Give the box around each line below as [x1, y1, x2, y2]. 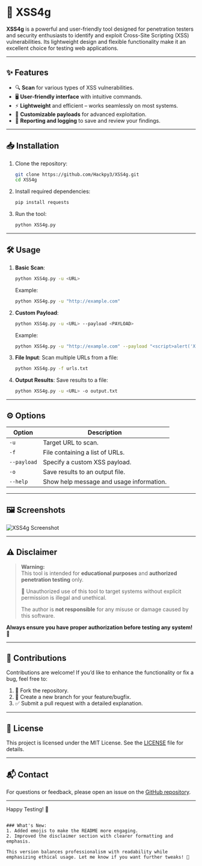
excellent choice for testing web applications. [6, 45, 119, 52]
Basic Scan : [14, 264, 45, 271]
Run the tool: [14, 210, 47, 218]
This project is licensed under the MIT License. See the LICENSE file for [6, 739, 184, 746]
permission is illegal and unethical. [20, 594, 107, 601]
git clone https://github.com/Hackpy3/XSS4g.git [14, 171, 139, 177]
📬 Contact [6, 769, 49, 779]
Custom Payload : [14, 309, 59, 316]
